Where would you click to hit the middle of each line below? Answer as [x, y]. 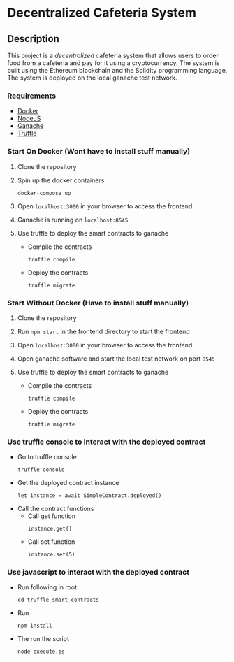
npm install [35, 626]
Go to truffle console [47, 457]
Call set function [51, 542]
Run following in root [47, 587]
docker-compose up [44, 193]
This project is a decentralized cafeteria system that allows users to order [113, 55]
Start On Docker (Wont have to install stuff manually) [99, 152]
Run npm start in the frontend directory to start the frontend [103, 331]
